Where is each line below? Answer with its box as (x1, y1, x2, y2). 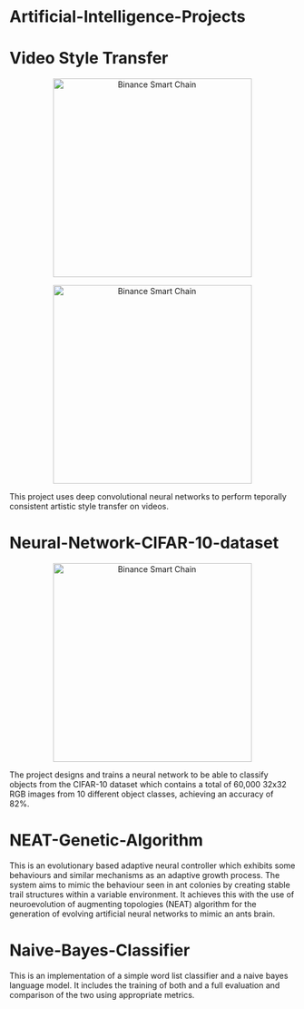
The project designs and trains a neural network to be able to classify (9, 769, 270, 780)
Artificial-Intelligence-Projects (9, 6, 246, 27)
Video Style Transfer (9, 48, 169, 69)
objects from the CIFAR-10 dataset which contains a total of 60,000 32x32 (9, 779, 288, 790)
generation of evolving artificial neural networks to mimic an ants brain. (9, 908, 276, 919)
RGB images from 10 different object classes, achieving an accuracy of (9, 788, 274, 800)
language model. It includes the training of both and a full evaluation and (9, 979, 280, 991)
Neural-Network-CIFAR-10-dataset (9, 533, 279, 553)
